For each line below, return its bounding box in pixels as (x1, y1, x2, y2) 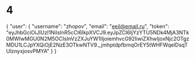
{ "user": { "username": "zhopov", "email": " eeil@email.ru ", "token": (6, 23, 169, 30)
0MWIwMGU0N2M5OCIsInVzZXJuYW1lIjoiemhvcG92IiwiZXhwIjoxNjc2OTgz (6, 35, 190, 42)
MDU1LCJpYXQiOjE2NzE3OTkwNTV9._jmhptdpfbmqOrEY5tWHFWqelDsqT (6, 41, 188, 48)
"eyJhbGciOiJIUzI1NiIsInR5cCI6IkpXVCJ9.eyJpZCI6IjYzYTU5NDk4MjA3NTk (6, 29, 190, 36)
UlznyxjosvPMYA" (6, 47, 50, 54)
